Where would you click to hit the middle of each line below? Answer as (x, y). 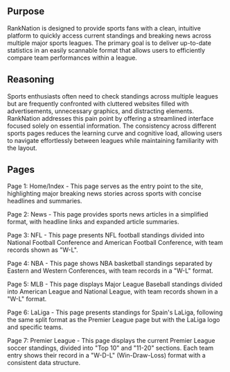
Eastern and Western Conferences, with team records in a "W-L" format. (110, 271)
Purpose (26, 11)
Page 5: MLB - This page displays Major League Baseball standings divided (115, 285)
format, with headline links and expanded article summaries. (93, 222)
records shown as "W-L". (43, 250)
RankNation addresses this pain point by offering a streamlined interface (110, 118)
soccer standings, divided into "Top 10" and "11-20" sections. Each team (110, 348)
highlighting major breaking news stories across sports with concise (105, 194)
